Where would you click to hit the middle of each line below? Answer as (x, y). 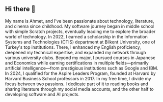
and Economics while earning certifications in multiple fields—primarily (77, 63)
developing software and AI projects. (42, 94)
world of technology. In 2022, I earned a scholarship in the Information (77, 36)
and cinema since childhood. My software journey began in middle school (80, 26)
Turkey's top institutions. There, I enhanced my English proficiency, (73, 47)
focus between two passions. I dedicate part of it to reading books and (77, 84)
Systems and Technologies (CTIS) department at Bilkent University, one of (80, 42)
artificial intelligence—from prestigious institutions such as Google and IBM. (82, 68)
